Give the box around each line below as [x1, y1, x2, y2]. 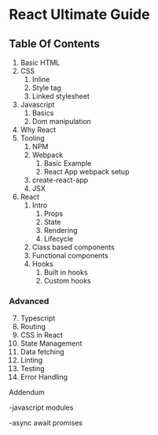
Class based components [31, 242, 115, 252]
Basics [31, 108, 54, 118]
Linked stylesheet [31, 92, 90, 100]
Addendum [9, 388, 46, 397]
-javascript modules [9, 403, 74, 412]
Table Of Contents [9, 37, 101, 51]
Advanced [9, 295, 50, 306]
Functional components [31, 251, 108, 260]
